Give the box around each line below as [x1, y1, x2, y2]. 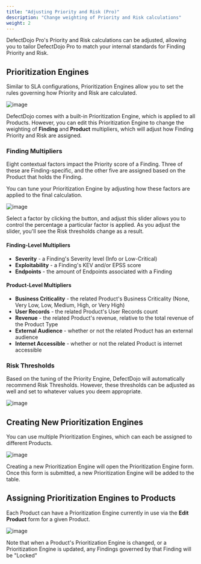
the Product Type [14, 320, 58, 328]
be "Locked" [6, 551, 38, 559]
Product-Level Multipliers [6, 282, 72, 289]
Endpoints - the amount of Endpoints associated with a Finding [14, 268, 173, 275]
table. [6, 476, 20, 483]
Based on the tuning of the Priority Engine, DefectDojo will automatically [6, 375, 185, 382]
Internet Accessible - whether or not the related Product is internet [14, 340, 182, 347]
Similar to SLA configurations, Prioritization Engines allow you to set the [6, 83, 184, 90]
